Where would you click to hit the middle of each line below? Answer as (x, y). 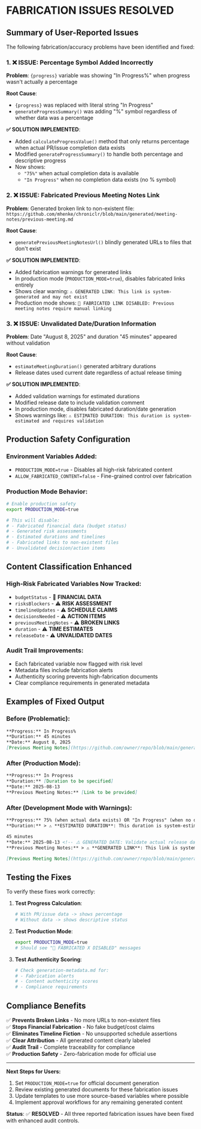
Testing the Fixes (39, 877)
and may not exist (65, 297)
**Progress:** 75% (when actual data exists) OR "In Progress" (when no (99, 820)
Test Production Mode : (44, 931)
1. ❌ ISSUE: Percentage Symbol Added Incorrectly (80, 62)
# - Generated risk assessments (46, 531)
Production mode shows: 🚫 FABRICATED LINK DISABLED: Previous (95, 303)
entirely (24, 285)
